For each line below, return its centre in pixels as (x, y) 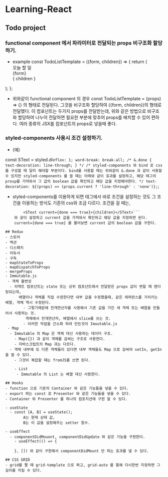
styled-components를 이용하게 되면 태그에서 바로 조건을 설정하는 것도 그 (84, 197)
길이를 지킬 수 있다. (24, 470)
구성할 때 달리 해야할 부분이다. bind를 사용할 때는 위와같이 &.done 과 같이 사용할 (86, 171)
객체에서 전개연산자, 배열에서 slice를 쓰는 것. (68, 319)
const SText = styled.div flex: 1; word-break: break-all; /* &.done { (78, 160)
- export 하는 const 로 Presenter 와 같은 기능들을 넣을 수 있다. (68, 394)
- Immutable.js (21, 276)
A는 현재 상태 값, (39, 418)
